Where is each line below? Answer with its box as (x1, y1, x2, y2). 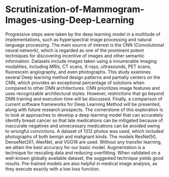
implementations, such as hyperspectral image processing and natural (5, 37, 152, 43)
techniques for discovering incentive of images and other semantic (5, 52, 145, 59)
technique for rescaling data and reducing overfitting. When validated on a (5, 150, 161, 156)
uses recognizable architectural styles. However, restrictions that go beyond (5, 90, 164, 96)
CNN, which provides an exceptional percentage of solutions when (5, 80, 145, 86)
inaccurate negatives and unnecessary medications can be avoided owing (5, 123, 160, 129)
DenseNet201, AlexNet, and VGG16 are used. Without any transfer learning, (5, 138, 162, 145)
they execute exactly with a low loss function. (5, 166, 100, 172)
